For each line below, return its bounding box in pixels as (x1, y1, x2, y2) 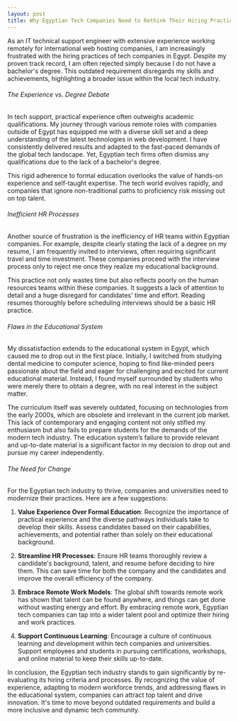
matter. (7, 389, 28, 398)
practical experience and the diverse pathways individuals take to (17, 515, 210, 524)
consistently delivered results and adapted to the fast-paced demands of (7, 142, 220, 151)
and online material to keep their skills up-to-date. (17, 654, 164, 663)
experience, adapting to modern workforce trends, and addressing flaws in (7, 683, 226, 692)
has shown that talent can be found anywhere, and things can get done (17, 596, 226, 604)
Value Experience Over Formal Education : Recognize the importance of (17, 508, 229, 516)
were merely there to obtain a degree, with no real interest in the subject (7, 382, 218, 391)
